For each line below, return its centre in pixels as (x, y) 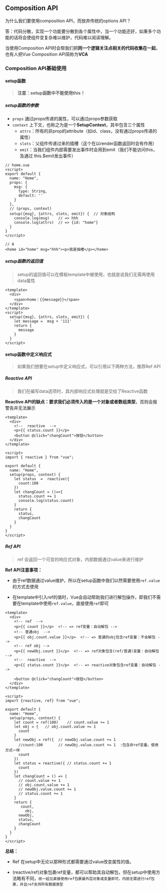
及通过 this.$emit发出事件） (48, 156)
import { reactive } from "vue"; (40, 457)
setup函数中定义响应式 (28, 354)
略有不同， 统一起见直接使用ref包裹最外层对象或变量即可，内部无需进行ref (84, 879)
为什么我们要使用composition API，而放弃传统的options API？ (68, 21)
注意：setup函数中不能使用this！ (51, 93)
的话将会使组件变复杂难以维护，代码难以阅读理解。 (61, 37)
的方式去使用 (25, 587)
